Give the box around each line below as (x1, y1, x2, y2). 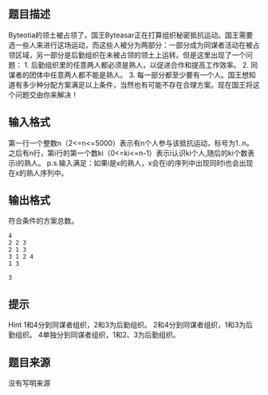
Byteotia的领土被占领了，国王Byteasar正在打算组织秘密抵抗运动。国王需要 (8, 30, 254, 40)
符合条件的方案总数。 (8, 216, 78, 225)
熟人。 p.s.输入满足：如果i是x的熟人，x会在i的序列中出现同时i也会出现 (23, 158, 254, 167)
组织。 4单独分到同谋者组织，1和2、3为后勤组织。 (14, 330, 180, 340)
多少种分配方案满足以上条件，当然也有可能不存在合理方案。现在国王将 (22, 80, 253, 89)
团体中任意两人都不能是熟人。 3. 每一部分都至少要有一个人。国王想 (29, 70, 250, 80)
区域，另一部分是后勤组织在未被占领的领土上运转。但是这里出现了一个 (14, 50, 246, 60)
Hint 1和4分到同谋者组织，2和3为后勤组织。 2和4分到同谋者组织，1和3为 (8, 320, 246, 330)
